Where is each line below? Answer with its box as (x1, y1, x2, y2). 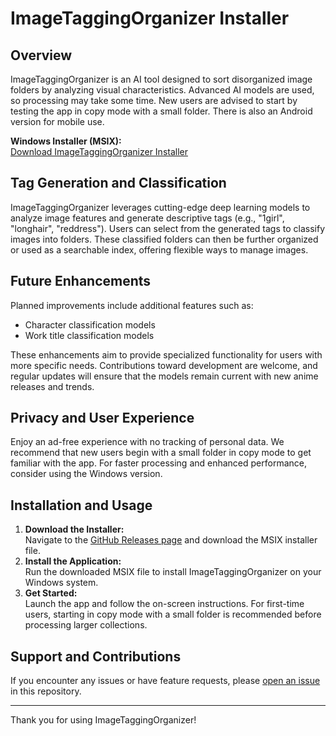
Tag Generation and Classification (10, 175, 227, 192)
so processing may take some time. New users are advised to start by (10, 95, 298, 106)
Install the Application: (24, 555, 122, 567)
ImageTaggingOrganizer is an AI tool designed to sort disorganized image (10, 73, 313, 85)
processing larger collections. (24, 619, 148, 631)
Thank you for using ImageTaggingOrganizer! (10, 714, 197, 726)
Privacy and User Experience (10, 410, 195, 427)
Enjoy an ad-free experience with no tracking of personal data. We (10, 436, 285, 448)
